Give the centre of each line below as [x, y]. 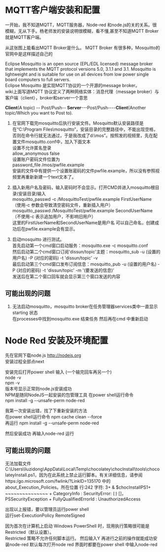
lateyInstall [16, 475]
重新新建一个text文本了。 [51, 177]
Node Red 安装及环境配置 [57, 341]
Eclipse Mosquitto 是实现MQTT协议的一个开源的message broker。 [72, 85]
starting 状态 [25, 313]
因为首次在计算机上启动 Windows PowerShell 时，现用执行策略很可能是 [77, 526]
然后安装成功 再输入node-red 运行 [40, 433]
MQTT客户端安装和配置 [53, 10]
